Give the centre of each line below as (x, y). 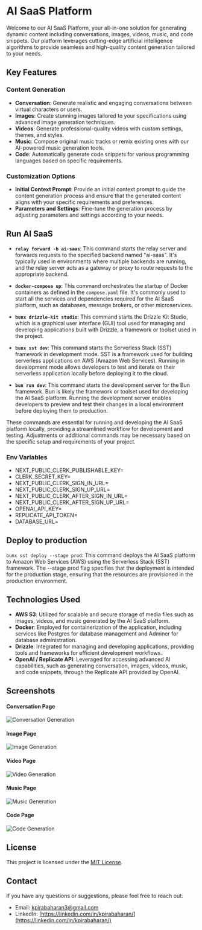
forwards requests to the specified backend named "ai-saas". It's (96, 255)
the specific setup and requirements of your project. (71, 441)
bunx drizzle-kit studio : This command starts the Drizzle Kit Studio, (101, 317)
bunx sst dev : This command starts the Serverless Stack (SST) (93, 348)
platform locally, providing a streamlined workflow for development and (95, 428)
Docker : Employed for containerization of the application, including (98, 627)
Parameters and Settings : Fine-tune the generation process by (94, 208)
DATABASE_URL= (37, 522)
